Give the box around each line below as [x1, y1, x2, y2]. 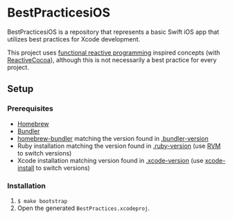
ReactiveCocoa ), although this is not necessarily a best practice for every [7, 55, 217, 64]
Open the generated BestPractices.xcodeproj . [17, 204, 150, 212]
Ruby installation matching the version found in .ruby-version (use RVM [17, 142, 221, 150]
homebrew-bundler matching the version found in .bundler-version [17, 134, 209, 142]
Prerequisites [7, 104, 53, 113]
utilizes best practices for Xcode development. [7, 35, 141, 43]
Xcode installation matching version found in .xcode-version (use [17, 156, 204, 164]
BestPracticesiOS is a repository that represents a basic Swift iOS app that [7, 28, 220, 36]
